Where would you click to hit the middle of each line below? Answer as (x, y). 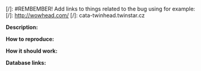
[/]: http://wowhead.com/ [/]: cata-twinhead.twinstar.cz (75, 15)
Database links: (26, 63)
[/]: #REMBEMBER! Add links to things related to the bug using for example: (100, 9)
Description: (22, 27)
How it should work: (32, 51)
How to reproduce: (30, 39)
